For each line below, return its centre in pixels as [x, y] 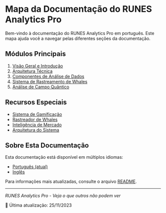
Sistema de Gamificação [37, 114]
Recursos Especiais [36, 102]
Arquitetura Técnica [32, 71]
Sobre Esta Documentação [47, 145]
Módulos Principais [36, 54]
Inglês [19, 172]
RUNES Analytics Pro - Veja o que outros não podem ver [63, 196]
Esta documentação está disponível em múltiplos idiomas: [64, 157]
